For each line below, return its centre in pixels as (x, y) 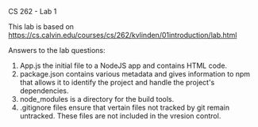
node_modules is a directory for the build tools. (97, 99)
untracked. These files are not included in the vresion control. (120, 116)
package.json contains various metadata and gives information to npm (135, 74)
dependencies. (44, 91)
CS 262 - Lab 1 (33, 11)
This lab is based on (41, 26)
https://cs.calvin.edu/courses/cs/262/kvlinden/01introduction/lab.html (123, 35)
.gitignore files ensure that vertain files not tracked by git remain (125, 107)
